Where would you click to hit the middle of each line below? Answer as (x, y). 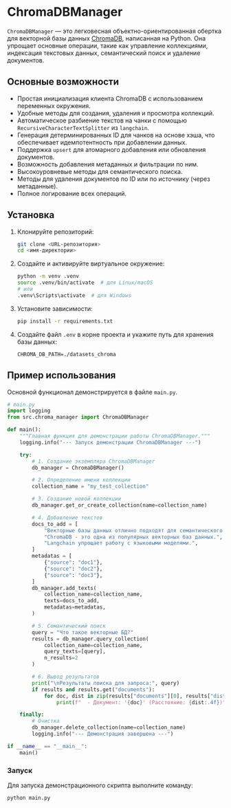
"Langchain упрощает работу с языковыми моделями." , (121, 543)
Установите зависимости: (55, 308)
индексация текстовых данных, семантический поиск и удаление (104, 53)
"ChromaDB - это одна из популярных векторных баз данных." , (133, 537)
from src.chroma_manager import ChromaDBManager (78, 417)
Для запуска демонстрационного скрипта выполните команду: (100, 785)
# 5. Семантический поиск (69, 626)
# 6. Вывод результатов (66, 677)
